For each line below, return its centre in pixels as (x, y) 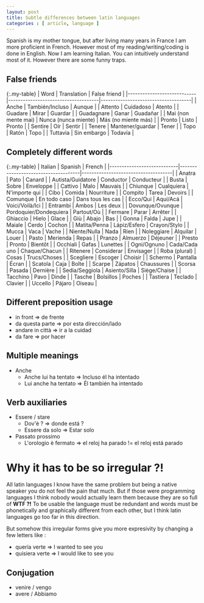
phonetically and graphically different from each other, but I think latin (94, 510)
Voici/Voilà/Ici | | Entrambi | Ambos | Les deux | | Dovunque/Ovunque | (95, 205)
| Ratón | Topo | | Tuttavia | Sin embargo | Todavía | (70, 133)
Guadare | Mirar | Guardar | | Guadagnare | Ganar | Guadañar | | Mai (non (98, 113)
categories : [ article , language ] (53, 23)
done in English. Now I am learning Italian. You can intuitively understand (97, 54)
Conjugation (30, 573)
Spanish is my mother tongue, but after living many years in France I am (97, 41)
